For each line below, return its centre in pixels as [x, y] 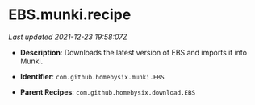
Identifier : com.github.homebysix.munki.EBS [92, 76]
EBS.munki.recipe [70, 15]
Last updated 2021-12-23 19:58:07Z [68, 37]
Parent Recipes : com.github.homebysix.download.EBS [108, 92]
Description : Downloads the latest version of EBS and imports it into [134, 52]
